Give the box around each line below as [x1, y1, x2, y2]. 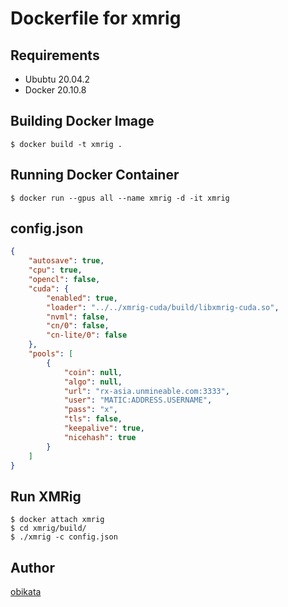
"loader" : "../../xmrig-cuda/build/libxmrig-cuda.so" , [46, 302, 280, 312]
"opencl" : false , [28, 275, 101, 285]
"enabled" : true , [46, 293, 118, 303]
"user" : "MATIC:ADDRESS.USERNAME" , [63, 395, 213, 406]
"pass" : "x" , [63, 405, 118, 415]
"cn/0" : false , [46, 321, 110, 331]
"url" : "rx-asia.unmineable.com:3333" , [63, 386, 230, 396]
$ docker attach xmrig [10, 515, 105, 525]
